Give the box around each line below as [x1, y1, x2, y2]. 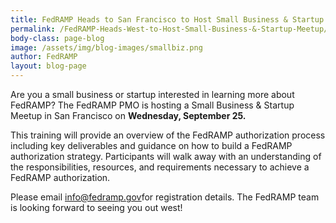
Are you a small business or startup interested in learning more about [10, 89, 295, 100]
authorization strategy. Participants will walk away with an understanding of [10, 151, 322, 162]
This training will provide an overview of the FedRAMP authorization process [10, 129, 326, 141]
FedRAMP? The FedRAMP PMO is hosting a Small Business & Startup [10, 99, 295, 111]
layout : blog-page [10, 61, 87, 71]
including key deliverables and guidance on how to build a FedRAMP [10, 140, 293, 151]
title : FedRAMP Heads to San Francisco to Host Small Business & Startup [10, 14, 325, 25]
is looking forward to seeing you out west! [10, 202, 183, 213]
